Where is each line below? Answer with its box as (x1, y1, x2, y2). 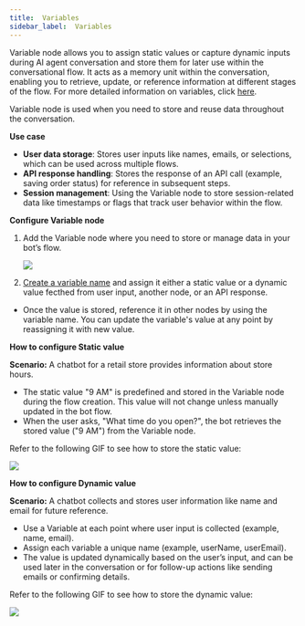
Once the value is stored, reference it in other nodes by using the (22, 304, 268, 315)
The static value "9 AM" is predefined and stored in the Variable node (22, 386, 285, 397)
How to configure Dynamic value (9, 477, 137, 488)
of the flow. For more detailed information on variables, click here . (9, 86, 258, 97)
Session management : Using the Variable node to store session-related (22, 187, 294, 198)
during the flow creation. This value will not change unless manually (22, 396, 279, 407)
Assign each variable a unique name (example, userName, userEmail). (22, 542, 287, 553)
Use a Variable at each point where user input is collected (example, (22, 522, 279, 534)
